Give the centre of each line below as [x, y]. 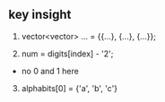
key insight [40, 15]
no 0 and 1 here [50, 71]
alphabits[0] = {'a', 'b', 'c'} [69, 88]
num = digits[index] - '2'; [67, 54]
